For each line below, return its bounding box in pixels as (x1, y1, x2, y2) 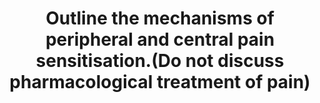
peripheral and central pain (45, 28, 275, 51)
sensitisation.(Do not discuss (35, 50, 285, 72)
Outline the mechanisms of (45, 7, 275, 30)
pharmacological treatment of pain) (9, 71, 311, 94)
